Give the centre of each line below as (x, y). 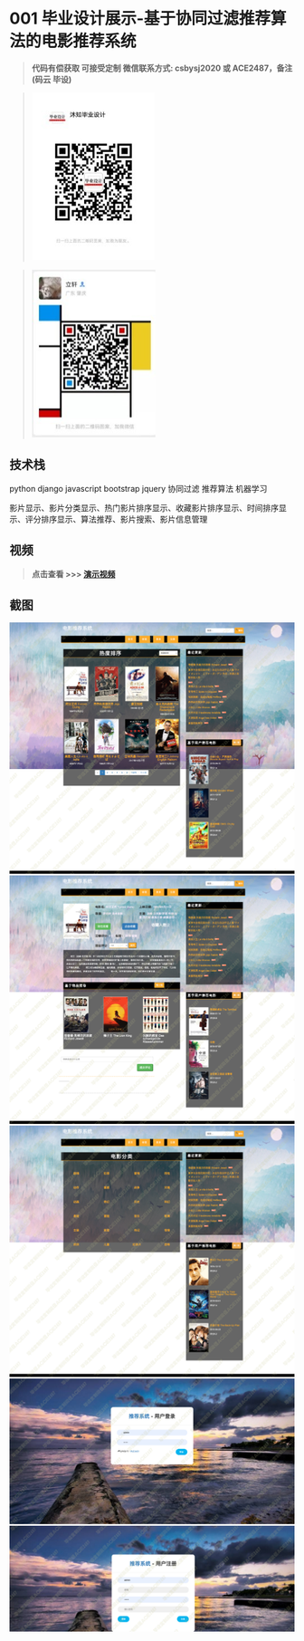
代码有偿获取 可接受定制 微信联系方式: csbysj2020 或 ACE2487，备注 (162, 68)
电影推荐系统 (89, 41)
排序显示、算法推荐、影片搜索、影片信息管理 (124, 519)
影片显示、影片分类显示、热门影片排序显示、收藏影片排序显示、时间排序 (144, 507)
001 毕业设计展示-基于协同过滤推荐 (140, 19)
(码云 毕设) (52, 79)
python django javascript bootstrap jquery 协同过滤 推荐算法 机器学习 (138, 488)
